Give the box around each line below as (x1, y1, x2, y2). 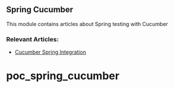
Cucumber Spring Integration (14, 48, 86, 56)
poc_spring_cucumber (6, 69, 120, 83)
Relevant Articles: (6, 35, 59, 43)
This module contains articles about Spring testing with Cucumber (6, 20, 168, 27)
